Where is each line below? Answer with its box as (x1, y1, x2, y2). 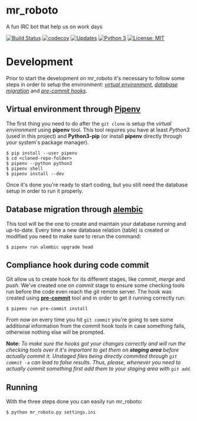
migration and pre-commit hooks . (6, 87, 88, 94)
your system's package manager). (6, 139, 89, 146)
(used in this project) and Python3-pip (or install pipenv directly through (6, 132, 182, 139)
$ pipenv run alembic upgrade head (6, 244, 94, 250)
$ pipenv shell (6, 166, 44, 172)
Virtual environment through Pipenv (6, 104, 141, 114)
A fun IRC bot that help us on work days (6, 23, 103, 30)
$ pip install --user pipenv (6, 150, 78, 156)
